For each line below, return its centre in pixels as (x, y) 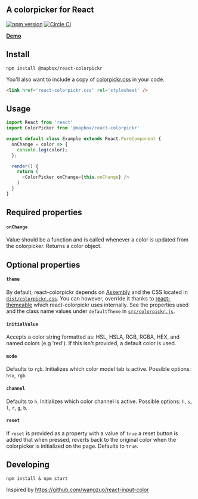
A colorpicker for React (50, 10)
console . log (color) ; (42, 150)
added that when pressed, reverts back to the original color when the (91, 439)
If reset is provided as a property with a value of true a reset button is (92, 433)
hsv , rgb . (16, 376)
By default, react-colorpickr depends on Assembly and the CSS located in (97, 292)
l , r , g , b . (17, 407)
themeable (19, 305)
